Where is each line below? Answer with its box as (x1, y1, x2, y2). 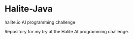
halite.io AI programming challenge (4, 19, 76, 25)
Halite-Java (4, 3, 53, 14)
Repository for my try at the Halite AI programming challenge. (4, 28, 129, 34)
